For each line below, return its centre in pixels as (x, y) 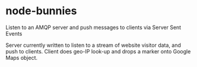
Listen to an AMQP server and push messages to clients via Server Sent (93, 27)
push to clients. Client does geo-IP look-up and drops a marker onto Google (98, 51)
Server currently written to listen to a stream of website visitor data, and (93, 45)
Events (14, 33)
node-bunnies (41, 11)
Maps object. (22, 58)
